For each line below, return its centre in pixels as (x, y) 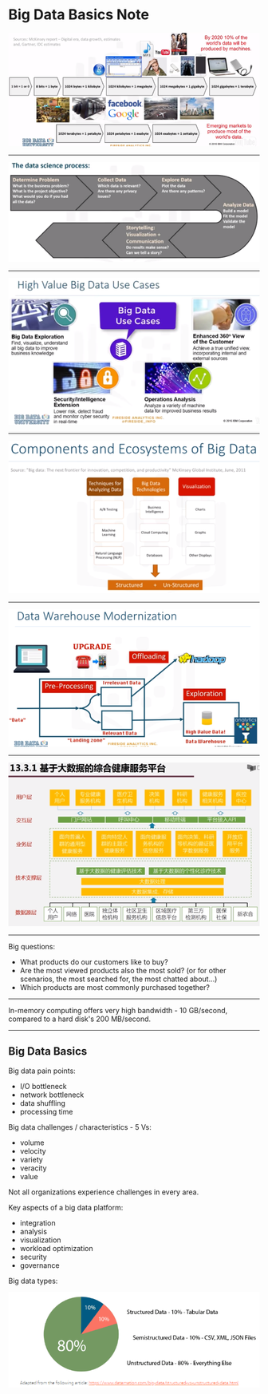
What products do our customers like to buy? (94, 962)
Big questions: (32, 946)
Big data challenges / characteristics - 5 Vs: (80, 1127)
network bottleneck (52, 1095)
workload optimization (56, 1248)
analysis (33, 1231)
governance (39, 1265)
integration (37, 1222)
